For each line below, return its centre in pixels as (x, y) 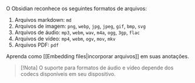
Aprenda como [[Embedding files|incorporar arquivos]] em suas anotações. (97, 56)
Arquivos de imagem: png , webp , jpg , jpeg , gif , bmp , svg (80, 26)
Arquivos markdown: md (43, 20)
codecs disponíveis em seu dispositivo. (68, 74)
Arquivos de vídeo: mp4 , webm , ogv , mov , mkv (65, 39)
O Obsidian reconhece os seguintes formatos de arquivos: (77, 9)
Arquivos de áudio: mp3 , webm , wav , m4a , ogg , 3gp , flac (77, 32)
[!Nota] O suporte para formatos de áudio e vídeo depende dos (97, 68)
